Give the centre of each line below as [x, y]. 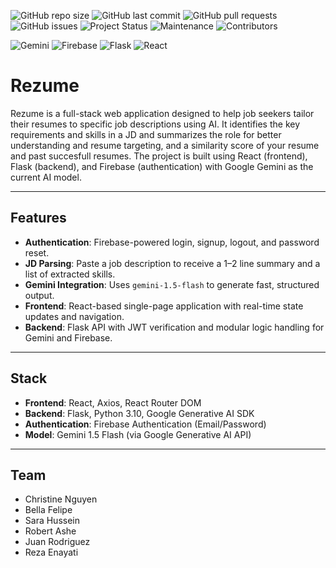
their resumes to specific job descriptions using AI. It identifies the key [155, 124]
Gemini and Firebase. [68, 337]
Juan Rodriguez [57, 542]
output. [39, 295]
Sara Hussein [52, 521]
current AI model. [46, 177]
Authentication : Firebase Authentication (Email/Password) [145, 424]
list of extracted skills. [70, 274]
